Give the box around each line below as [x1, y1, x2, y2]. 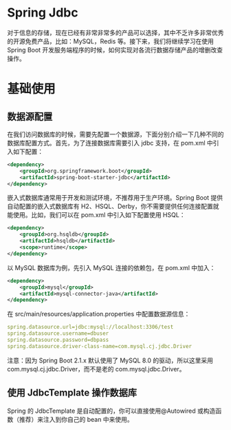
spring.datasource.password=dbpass [7, 336, 109, 344]
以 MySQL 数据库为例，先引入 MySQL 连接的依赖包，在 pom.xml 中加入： [7, 263, 216, 272]
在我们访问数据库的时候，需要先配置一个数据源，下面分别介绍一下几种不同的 [7, 130, 224, 139]
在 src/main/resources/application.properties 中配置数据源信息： [7, 310, 190, 318]
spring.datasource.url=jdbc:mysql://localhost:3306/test [7, 324, 174, 331]
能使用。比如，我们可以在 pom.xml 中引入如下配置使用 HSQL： [7, 211, 186, 219]
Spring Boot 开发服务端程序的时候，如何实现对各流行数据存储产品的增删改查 [7, 45, 223, 54]
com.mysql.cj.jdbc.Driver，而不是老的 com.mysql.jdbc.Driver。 [7, 365, 186, 373]
